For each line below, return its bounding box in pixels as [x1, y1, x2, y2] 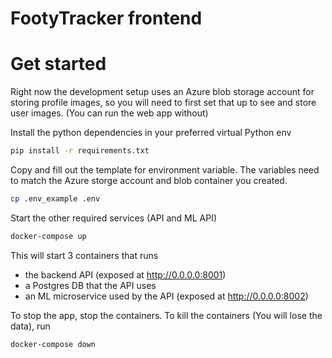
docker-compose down [10, 339, 97, 349]
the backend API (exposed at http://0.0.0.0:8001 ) [24, 268, 227, 281]
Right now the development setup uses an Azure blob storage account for [10, 86, 315, 98]
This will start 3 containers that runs [10, 249, 159, 261]
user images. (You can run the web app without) [10, 107, 209, 119]
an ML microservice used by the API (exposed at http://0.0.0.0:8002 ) [24, 290, 309, 302]
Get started [10, 53, 107, 76]
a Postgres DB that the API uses [24, 279, 157, 291]
